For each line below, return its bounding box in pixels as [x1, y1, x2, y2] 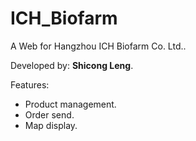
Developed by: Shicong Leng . [10, 59, 134, 71]
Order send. [24, 108, 75, 121]
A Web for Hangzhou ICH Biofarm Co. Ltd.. [10, 40, 187, 52]
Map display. [24, 119, 78, 131]
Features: [10, 78, 50, 91]
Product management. [24, 98, 117, 110]
